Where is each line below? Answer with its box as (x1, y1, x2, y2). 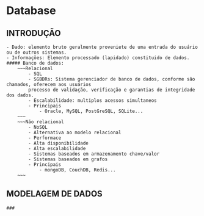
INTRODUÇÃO (6, 28, 61, 38)
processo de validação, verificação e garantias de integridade (28, 87, 195, 93)
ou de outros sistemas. (6, 49, 67, 56)
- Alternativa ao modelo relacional (28, 129, 122, 135)
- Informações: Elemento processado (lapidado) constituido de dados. (6, 55, 190, 61)
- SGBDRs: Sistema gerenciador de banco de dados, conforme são (28, 76, 195, 82)
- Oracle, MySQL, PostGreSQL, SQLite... (38, 108, 144, 114)
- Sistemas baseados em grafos (28, 156, 108, 162)
